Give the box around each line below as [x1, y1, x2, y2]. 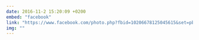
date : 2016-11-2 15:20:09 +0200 [6, 8, 86, 15]
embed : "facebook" [6, 14, 52, 20]
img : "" [6, 25, 25, 31]
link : [6, 19, 20, 25]
